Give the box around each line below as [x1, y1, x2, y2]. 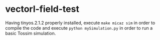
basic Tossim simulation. [5, 30, 56, 36]
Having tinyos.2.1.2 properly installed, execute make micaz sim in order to [5, 20, 155, 26]
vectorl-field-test [5, 3, 79, 15]
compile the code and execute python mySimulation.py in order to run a [5, 25, 153, 31]
